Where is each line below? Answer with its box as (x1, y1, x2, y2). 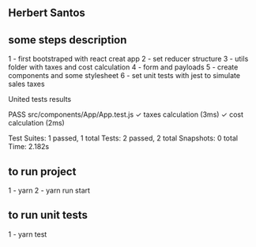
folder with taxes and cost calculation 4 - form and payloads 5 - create (8, 62, 239, 72)
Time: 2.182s (8, 142, 50, 152)
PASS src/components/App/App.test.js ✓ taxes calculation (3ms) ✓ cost (8, 110, 243, 119)
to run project (8, 165, 77, 178)
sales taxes (8, 79, 45, 89)
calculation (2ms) (8, 118, 65, 128)
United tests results (8, 95, 72, 104)
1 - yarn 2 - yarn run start (8, 185, 91, 196)
